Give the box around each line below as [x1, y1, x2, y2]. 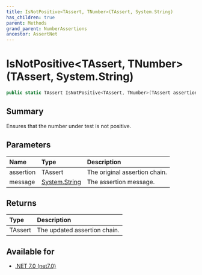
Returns [6, 198, 37, 208]
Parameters [6, 140, 51, 150]
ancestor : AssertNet [6, 31, 58, 37]
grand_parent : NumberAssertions [6, 25, 87, 32]
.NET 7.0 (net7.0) [14, 262, 57, 270]
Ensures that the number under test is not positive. [6, 122, 132, 129]
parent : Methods [6, 20, 47, 26]
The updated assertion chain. [37, 226, 120, 235]
